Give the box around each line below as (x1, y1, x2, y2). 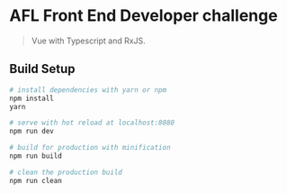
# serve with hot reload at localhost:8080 (9, 118, 175, 127)
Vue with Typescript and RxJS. (31, 35, 146, 46)
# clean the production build (9, 168, 123, 177)
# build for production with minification (9, 143, 171, 152)
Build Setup (9, 61, 76, 77)
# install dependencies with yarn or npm (9, 85, 167, 95)
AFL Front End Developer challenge (9, 5, 278, 26)
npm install (9, 94, 54, 103)
